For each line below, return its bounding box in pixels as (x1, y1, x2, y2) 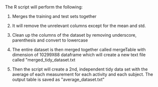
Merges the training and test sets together (12, 14, 97, 19)
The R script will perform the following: (5, 4, 83, 10)
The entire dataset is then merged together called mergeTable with (12, 47, 146, 52)
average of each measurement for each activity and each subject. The (12, 72, 153, 77)
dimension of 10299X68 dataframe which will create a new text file (12, 52, 146, 58)
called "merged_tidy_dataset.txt (12, 57, 75, 62)
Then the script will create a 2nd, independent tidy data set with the (12, 66, 148, 72)
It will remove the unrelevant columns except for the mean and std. (12, 23, 146, 29)
